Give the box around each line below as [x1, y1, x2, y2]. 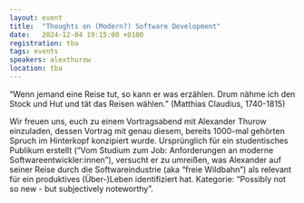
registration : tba [9, 38, 79, 48]
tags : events [9, 47, 59, 56]
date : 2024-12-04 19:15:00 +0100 [9, 30, 144, 39]
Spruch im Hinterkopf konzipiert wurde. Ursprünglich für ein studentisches [9, 135, 289, 146]
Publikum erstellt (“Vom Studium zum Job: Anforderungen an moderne [9, 144, 274, 155]
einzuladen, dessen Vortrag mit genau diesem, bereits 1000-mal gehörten [9, 125, 286, 136]
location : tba [9, 64, 64, 73]
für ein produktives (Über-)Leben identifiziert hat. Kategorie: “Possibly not [9, 173, 286, 184]
